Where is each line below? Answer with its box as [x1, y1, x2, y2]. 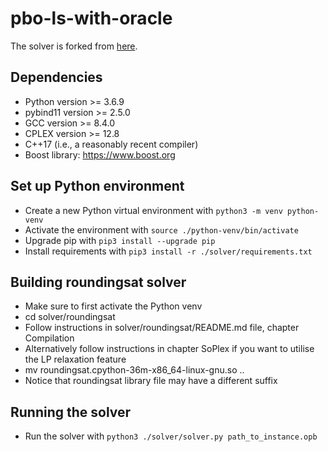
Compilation [24, 332, 75, 344]
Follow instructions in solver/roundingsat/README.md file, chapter [24, 322, 300, 334]
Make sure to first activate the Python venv [24, 300, 203, 312]
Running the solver [10, 403, 132, 421]
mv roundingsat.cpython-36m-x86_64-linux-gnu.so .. [24, 364, 245, 376]
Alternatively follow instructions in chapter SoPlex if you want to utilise [24, 343, 315, 355]
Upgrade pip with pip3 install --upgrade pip [24, 234, 216, 246]
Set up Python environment [10, 178, 185, 195]
